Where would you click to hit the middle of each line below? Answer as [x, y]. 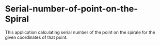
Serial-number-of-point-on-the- [72, 9]
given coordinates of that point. [36, 37]
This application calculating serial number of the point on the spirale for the [80, 32]
